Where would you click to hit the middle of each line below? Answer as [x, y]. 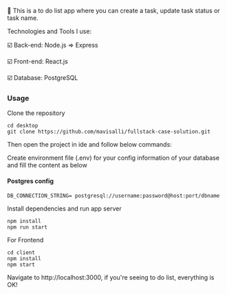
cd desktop [23, 126]
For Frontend [25, 240]
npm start [21, 264]
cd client [21, 252]
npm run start [28, 227]
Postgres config [30, 181]
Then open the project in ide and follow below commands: [89, 145]
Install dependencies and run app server [64, 208]
